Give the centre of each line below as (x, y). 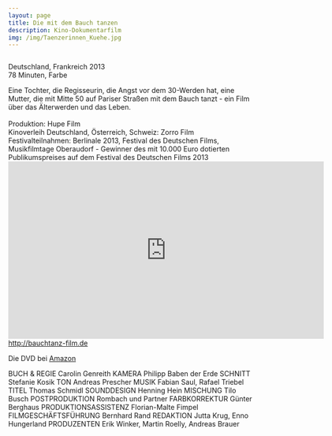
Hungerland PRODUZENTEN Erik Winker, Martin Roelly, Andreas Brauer (124, 424)
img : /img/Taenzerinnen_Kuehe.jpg (65, 37)
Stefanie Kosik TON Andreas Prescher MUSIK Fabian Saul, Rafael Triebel (126, 382)
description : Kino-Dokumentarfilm (65, 30)
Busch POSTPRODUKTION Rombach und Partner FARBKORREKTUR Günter (130, 399)
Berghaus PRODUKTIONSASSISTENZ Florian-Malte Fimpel (103, 408)
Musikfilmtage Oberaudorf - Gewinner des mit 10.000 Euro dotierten (119, 149)
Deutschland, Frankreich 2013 (57, 67)
